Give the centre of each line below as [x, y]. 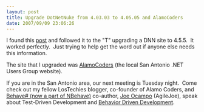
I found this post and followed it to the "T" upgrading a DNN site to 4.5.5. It [100, 41]
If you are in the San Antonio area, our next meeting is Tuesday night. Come [102, 83]
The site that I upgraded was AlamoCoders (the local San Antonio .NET [95, 65]
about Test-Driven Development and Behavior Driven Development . [90, 102]
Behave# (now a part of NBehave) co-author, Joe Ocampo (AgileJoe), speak [102, 96]
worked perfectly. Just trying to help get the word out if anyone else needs [100, 47]
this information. [27, 53]
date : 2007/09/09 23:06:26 [40, 23]
